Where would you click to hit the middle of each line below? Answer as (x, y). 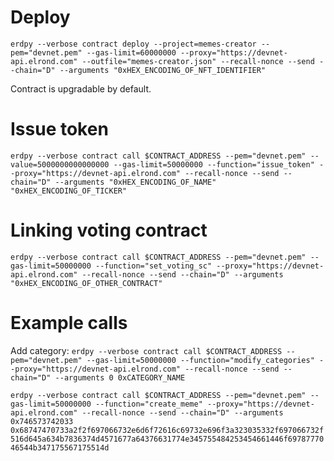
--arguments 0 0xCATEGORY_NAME (120, 377)
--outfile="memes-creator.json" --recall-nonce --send (198, 61)
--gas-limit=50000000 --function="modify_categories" (200, 360)
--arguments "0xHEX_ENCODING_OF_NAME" (135, 182)
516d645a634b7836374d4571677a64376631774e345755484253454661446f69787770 (167, 439)
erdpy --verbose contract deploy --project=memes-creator (133, 44)
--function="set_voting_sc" (154, 266)
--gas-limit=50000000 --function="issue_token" (214, 164)
